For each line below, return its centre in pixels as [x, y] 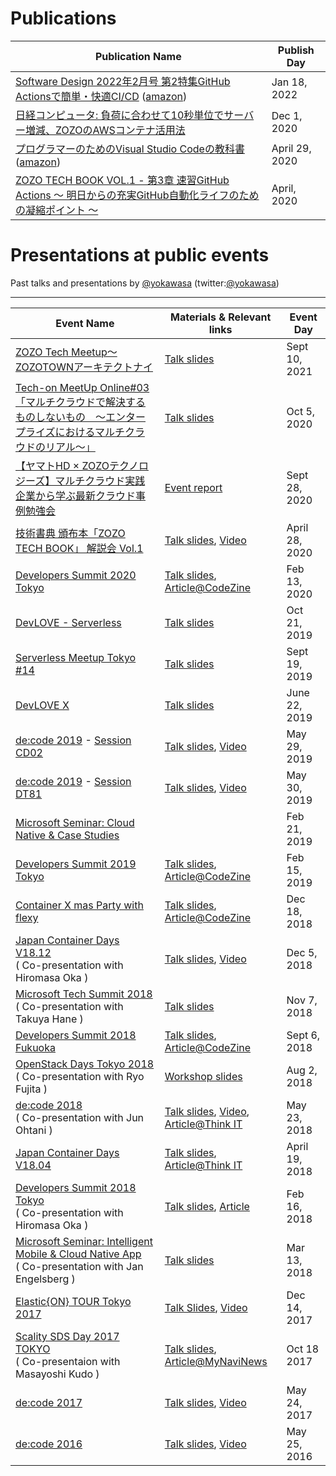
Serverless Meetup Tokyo [76, 657]
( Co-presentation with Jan [79, 1266]
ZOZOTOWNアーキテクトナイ [84, 367]
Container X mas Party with [79, 905]
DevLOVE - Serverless [68, 622]
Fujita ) [31, 1089]
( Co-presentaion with [68, 1361]
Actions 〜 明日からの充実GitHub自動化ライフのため [137, 195]
